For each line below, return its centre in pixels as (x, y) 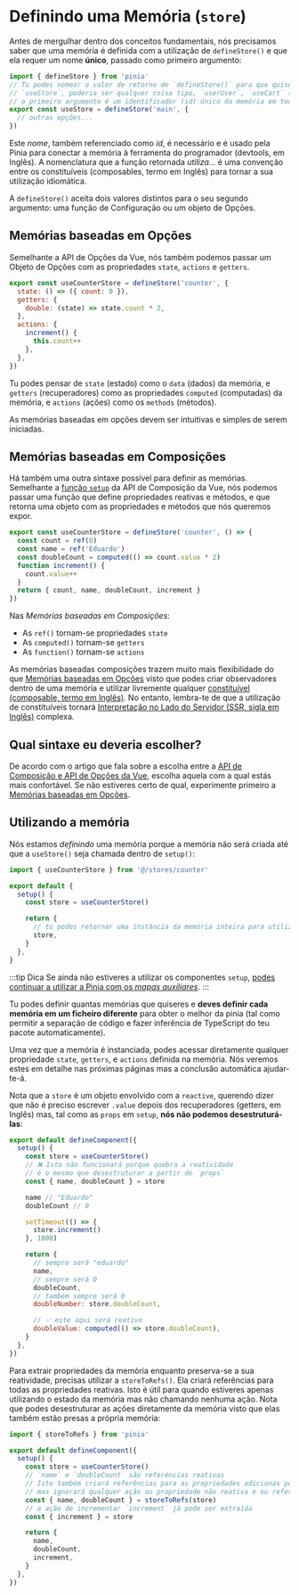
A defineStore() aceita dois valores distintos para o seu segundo (129, 199)
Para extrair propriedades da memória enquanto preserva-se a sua (132, 1370)
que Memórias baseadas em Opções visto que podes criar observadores (143, 678)
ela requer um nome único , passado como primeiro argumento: (125, 60)
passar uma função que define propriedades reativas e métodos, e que (140, 497)
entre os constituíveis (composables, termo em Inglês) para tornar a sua (141, 172)
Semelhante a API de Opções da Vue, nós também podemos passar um (140, 257)
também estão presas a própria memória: (85, 1418)
